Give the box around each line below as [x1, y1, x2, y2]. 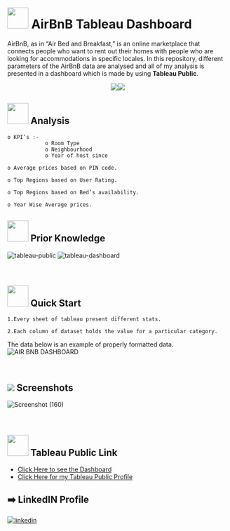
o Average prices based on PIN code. [7, 164, 118, 171]
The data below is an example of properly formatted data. [7, 340, 174, 349]
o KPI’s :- [7, 133, 39, 140]
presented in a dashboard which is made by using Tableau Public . [7, 69, 198, 77]
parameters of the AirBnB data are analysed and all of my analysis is [7, 62, 205, 70]
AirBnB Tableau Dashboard [31, 16, 192, 32]
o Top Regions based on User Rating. [7, 176, 118, 184]
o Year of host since [44, 152, 109, 159]
